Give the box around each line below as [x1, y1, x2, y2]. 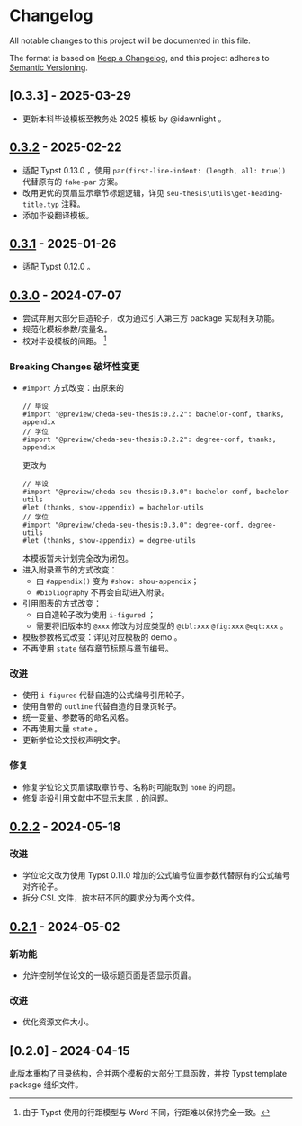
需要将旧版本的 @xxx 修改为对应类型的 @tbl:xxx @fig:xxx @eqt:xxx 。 [35, 621, 289, 632]
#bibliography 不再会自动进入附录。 [35, 587, 170, 598]
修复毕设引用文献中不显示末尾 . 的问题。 [22, 793, 173, 803]
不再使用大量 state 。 [22, 723, 103, 734]
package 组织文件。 [9, 1079, 84, 1090]
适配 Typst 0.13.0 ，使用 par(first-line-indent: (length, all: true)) [22, 164, 286, 175]
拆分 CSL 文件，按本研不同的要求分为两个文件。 [22, 892, 200, 903]
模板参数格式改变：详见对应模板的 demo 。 [22, 632, 182, 643]
